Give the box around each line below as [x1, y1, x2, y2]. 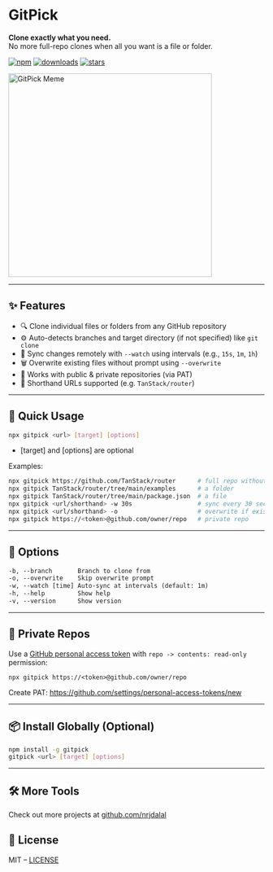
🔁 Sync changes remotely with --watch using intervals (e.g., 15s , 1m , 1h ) [19, 348, 258, 358]
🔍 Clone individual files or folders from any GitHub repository [19, 321, 227, 331]
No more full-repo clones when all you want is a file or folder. [8, 41, 213, 50]
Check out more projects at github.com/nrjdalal [8, 810, 167, 820]
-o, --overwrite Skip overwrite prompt [8, 574, 154, 583]
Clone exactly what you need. [8, 33, 111, 42]
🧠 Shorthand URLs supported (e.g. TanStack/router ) [19, 378, 195, 388]
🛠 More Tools [8, 784, 80, 798]
